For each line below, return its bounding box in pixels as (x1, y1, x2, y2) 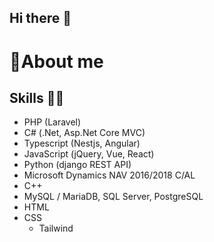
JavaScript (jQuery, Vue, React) (23, 148, 155, 160)
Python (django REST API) (23, 159, 132, 171)
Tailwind (38, 222, 74, 235)
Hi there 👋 (9, 10, 72, 27)
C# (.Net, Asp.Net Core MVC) (23, 127, 146, 139)
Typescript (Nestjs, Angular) (23, 137, 141, 150)
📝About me (9, 50, 104, 73)
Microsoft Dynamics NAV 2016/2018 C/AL (23, 169, 196, 181)
